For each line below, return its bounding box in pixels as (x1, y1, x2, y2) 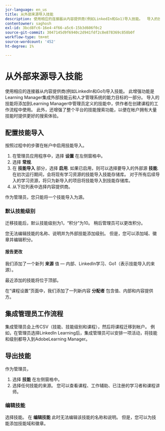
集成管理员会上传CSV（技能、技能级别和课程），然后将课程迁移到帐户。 (5, 324, 150, 330)
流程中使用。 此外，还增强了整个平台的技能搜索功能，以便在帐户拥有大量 (9, 106, 157, 112)
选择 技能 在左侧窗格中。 (12, 376, 62, 382)
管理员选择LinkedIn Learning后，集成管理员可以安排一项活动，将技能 (18, 330, 158, 335)
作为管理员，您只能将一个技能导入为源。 (5, 194, 87, 200)
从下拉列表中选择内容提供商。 (12, 184, 73, 190)
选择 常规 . (12, 159, 32, 165)
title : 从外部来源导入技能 (5, 12, 54, 17)
